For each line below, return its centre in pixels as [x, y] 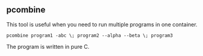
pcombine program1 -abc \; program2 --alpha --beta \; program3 [90, 36]
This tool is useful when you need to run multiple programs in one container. [102, 24]
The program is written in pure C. [48, 46]
